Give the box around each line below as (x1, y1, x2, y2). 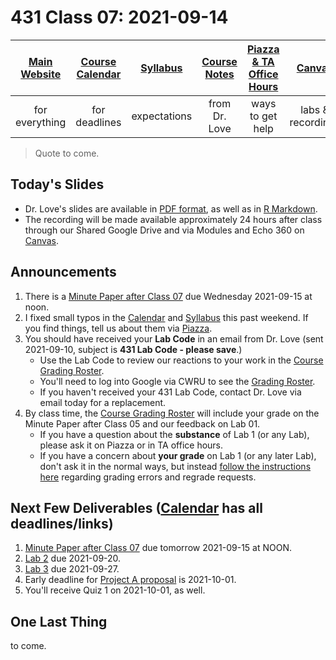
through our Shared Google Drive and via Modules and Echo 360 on (24, 224, 305, 236)
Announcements (10, 264, 117, 281)
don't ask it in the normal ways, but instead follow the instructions (39, 460, 312, 472)
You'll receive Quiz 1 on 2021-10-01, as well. (24, 584, 206, 596)
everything (15, 115, 67, 129)
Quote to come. (34, 147, 100, 159)
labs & (300, 102, 330, 116)
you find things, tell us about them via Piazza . (24, 322, 213, 334)
